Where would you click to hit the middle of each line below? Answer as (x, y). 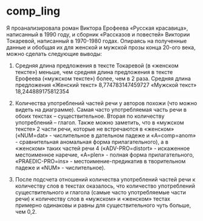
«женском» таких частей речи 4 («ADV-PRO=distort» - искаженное (102, 148)
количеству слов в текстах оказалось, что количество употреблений (105, 186)
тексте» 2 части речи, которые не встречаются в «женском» (95, 129)
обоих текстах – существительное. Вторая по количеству (90, 116)
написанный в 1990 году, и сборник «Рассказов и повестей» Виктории (98, 34)
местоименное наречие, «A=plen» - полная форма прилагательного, (105, 155)
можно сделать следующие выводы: (54, 53)
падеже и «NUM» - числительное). (60, 168)
